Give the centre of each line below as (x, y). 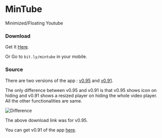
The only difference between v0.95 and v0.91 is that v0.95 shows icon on (81, 90)
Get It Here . (17, 47)
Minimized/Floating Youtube (34, 23)
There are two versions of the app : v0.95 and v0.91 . (59, 80)
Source (14, 69)
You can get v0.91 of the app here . (41, 130)
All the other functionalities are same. (44, 100)
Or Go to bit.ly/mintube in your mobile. (46, 56)
